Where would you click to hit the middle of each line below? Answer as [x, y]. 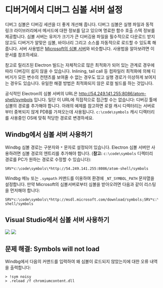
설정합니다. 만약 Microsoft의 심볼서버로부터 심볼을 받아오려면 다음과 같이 [74, 184]
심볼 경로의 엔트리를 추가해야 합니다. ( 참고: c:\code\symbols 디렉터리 [87, 153]
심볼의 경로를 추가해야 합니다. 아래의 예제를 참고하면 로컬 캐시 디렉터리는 [73, 105]
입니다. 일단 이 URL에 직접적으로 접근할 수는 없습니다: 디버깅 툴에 [95, 100]
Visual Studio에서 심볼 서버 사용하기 [57, 220]
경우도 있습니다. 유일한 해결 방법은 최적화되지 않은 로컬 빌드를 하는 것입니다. [82, 83]
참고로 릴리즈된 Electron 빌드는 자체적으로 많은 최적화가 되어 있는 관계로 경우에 [80, 65]
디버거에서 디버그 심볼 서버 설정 [64, 10]
